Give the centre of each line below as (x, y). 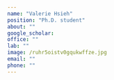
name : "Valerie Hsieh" (40, 14)
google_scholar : (31, 33)
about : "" (22, 26)
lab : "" (18, 46)
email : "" (22, 59)
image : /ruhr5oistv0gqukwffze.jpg (57, 53)
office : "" (23, 40)
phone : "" (22, 65)
